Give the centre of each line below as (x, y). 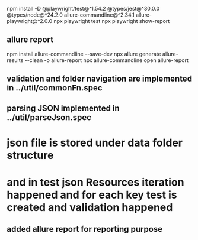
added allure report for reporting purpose (84, 229)
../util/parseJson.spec (49, 117)
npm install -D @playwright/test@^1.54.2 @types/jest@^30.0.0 (83, 9)
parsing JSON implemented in (63, 108)
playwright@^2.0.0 (30, 21)
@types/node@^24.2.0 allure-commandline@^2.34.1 (71, 15)
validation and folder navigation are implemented (99, 79)
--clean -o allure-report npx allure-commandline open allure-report (106, 60)
